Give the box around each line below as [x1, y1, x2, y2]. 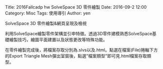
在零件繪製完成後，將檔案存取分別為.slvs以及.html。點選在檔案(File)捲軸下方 [5, 47, 158, 53]
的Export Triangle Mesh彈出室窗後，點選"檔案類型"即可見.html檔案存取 [5, 53, 147, 59]
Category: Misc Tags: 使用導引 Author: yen [5, 10, 91, 16]
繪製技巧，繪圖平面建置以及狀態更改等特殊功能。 [9, 37, 108, 42]
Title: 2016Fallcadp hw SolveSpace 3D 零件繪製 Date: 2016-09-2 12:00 [5, 4, 147, 10]
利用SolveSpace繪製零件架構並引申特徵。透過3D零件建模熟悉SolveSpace [5, 31, 152, 36]
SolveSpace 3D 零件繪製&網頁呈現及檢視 [5, 21, 87, 26]
